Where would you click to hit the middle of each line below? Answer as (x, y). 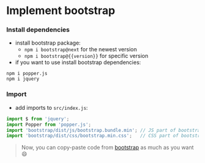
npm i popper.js (27, 74)
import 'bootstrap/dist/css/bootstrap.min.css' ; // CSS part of (92, 136)
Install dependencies (38, 30)
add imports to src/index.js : (52, 107)
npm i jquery (23, 79)
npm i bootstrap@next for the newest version (81, 49)
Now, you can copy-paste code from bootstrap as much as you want (107, 148)
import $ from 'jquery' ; (38, 119)
